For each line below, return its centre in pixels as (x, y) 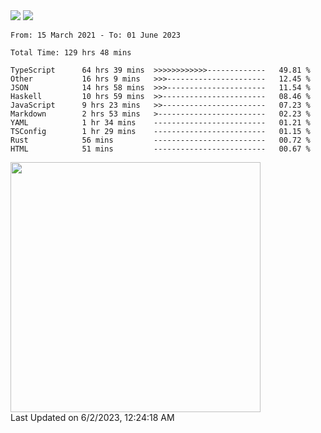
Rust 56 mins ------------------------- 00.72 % (160, 140)
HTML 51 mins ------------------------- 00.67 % (160, 149)
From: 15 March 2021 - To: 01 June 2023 (96, 35)
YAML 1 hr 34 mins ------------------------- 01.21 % (160, 123)
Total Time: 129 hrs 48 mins (71, 53)
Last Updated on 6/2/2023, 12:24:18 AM (92, 417)
